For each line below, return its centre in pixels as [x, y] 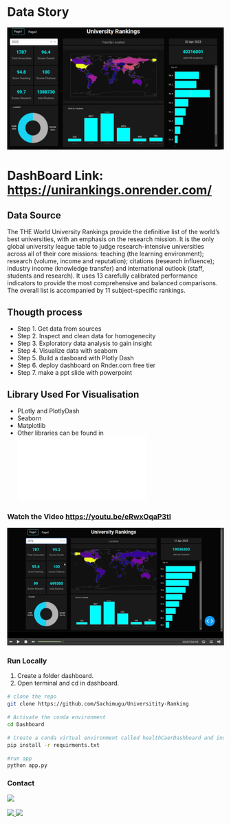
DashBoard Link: [55, 175]
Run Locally [27, 661]
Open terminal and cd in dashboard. [68, 683]
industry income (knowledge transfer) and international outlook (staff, [106, 269]
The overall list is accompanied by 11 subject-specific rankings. [96, 291]
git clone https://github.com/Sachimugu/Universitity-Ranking [98, 704]
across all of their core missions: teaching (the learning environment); [106, 254]
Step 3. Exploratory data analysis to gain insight [85, 343]
